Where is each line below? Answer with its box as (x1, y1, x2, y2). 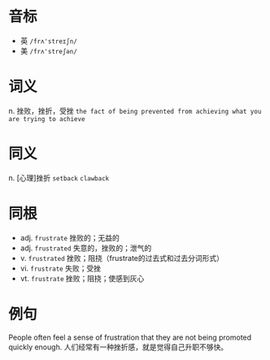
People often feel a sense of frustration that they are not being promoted (8, 332, 252, 342)
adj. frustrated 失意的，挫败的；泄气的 (20, 243, 152, 253)
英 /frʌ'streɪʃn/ (20, 36, 77, 46)
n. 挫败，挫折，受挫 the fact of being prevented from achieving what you (8, 106, 262, 115)
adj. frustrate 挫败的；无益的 (20, 232, 120, 242)
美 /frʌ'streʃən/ (20, 46, 77, 55)
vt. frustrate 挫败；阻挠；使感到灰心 (20, 273, 145, 283)
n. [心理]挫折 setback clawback (8, 172, 110, 183)
